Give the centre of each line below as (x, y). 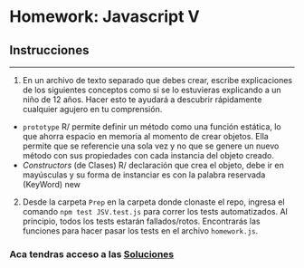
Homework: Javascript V (105, 17)
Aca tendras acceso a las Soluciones (92, 254)
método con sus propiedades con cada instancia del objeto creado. (148, 155)
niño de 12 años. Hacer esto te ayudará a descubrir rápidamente (142, 100)
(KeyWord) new (52, 184)
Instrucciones (49, 50)
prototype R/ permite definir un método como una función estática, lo (152, 127)
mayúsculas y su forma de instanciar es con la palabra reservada (144, 175)
